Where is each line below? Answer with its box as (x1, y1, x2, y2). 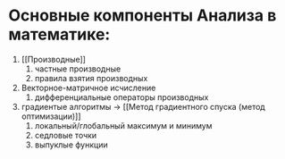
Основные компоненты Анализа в (8, 5, 277, 26)
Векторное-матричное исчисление (21, 82, 156, 93)
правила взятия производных (34, 72, 148, 83)
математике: (8, 24, 111, 45)
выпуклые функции (34, 139, 108, 150)
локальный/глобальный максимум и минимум (34, 120, 213, 130)
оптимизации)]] (21, 111, 81, 121)
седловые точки (34, 130, 97, 140)
